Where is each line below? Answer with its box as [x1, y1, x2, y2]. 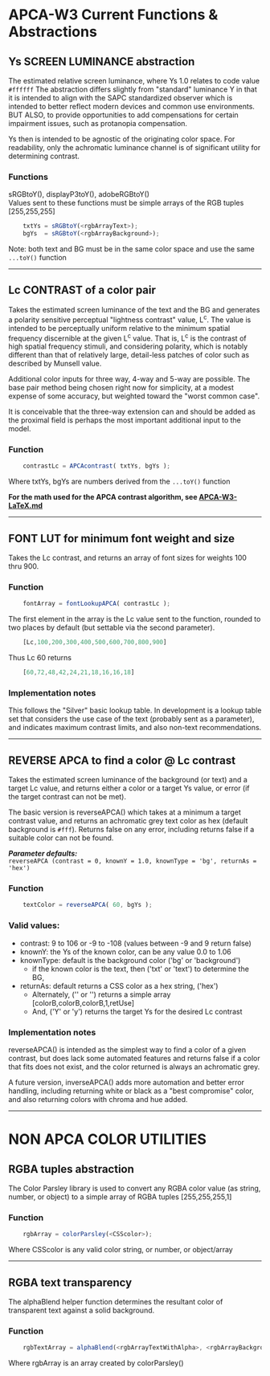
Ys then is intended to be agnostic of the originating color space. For [8, 134, 235, 144]
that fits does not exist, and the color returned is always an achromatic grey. [8, 1062, 260, 1072]
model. [8, 424, 31, 434]
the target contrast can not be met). [8, 792, 127, 802]
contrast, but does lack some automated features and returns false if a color [8, 1053, 260, 1063]
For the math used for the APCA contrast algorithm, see [8, 492, 198, 502]
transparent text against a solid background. [8, 1305, 155, 1315]
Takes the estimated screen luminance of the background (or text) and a [8, 775, 247, 785]
